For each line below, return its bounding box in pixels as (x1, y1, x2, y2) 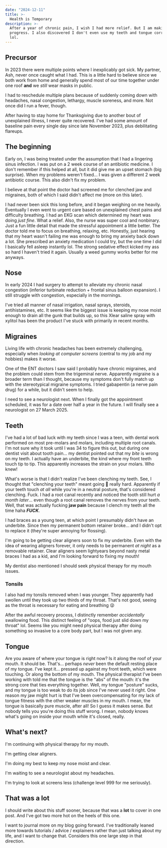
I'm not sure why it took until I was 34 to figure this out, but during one (5, 445, 149, 451)
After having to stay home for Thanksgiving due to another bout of (5, 112, 141, 118)
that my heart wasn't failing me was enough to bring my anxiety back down (5, 233, 160, 239)
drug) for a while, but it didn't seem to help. (5, 387, 94, 393)
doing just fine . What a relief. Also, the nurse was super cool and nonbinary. (5, 217, 161, 223)
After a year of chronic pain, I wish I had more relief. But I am (9, 26, 153, 31)
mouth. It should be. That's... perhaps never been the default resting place (5, 661, 158, 667)
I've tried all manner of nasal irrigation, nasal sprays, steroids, (5, 302, 131, 308)
